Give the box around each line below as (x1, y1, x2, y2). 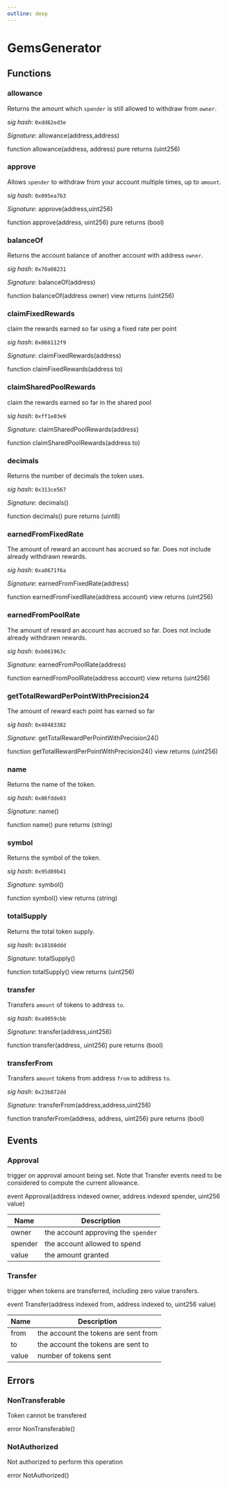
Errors (7, 1374, 35, 1386)
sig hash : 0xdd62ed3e (7, 117, 67, 126)
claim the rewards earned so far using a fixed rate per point (7, 324, 177, 333)
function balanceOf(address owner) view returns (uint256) (7, 292, 175, 300)
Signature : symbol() (7, 880, 64, 889)
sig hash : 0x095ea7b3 (7, 191, 67, 199)
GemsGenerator (7, 40, 102, 56)
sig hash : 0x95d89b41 (7, 867, 67, 876)
